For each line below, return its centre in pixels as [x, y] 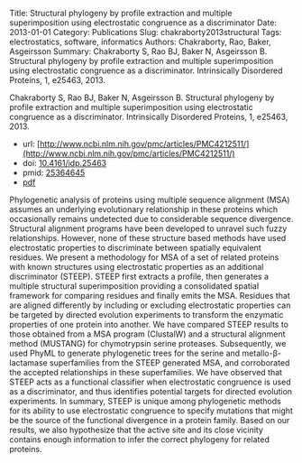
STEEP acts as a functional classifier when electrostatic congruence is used [150, 382]
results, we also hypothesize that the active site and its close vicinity [137, 430]
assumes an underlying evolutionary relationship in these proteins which [144, 209]
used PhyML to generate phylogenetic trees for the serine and [125, 353]
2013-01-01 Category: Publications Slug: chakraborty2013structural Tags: [146, 32]
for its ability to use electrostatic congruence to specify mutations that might [151, 411]
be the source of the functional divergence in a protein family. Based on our [150, 420]
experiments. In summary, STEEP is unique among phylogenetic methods [145, 401]
